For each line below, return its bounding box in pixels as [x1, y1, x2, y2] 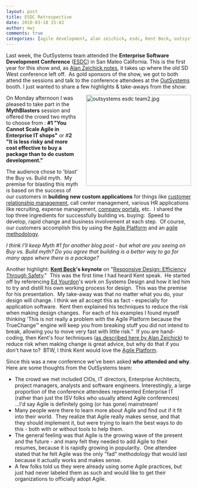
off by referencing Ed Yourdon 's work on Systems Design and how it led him [6, 278, 191, 285]
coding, [6, 334, 25, 341]
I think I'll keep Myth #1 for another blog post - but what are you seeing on [6, 242, 186, 249]
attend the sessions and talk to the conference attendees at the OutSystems [6, 77, 190, 84]
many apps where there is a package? [6, 255, 99, 261]
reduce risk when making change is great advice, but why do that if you [6, 341, 179, 347]
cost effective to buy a [6, 144, 62, 151]
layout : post [6, 8, 38, 15]
